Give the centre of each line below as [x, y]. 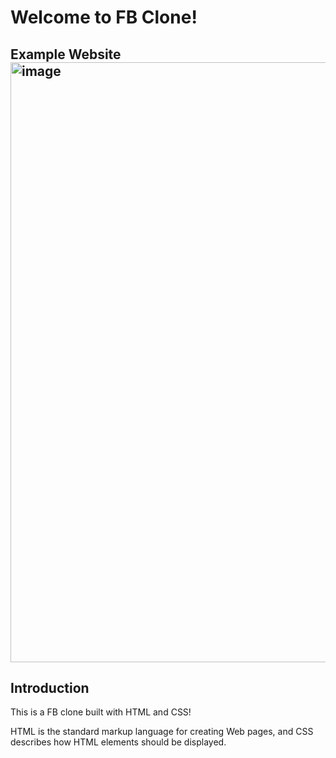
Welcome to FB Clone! [104, 17]
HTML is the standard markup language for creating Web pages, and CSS [162, 732]
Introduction [50, 687]
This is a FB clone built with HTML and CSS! [101, 712]
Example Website [66, 54]
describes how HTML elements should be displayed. [118, 742]
